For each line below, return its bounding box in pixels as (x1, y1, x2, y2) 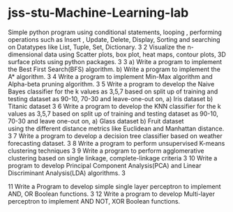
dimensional (8, 50, 43, 59)
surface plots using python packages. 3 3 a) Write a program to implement (8, 57, 223, 66)
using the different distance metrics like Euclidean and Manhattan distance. (8, 124, 225, 132)
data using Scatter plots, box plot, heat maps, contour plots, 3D (44, 50, 226, 59)
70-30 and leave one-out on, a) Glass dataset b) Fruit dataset (8, 116, 184, 125)
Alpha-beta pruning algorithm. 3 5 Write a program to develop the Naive (8, 79, 215, 88)
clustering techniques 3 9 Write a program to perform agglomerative (8, 146, 204, 155)
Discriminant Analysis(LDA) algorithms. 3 (8, 169, 126, 177)
